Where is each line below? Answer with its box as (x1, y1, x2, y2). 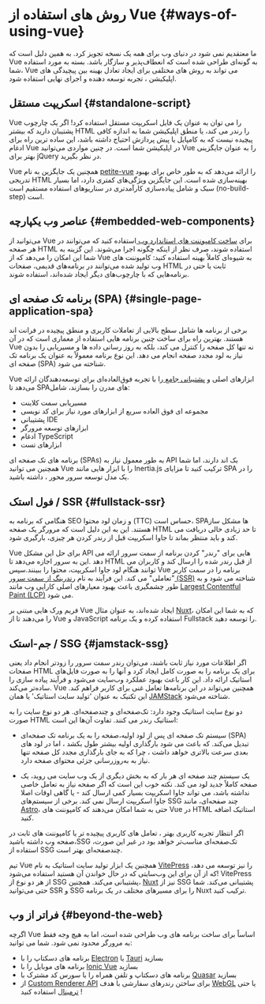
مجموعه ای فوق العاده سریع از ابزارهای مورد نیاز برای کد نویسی (20, 406, 208, 416)
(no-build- (216, 183, 249, 193)
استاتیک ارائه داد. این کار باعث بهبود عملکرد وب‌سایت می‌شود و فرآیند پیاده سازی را (9, 674, 252, 684)
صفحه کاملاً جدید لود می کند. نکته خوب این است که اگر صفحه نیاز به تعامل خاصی (20, 779, 258, 788)
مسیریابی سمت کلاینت (20, 398, 88, 408)
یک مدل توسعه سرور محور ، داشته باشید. (9, 472, 129, 481)
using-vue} (9, 22, 85, 40)
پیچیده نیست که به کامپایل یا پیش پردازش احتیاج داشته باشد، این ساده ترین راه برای (9, 134, 253, 144)
